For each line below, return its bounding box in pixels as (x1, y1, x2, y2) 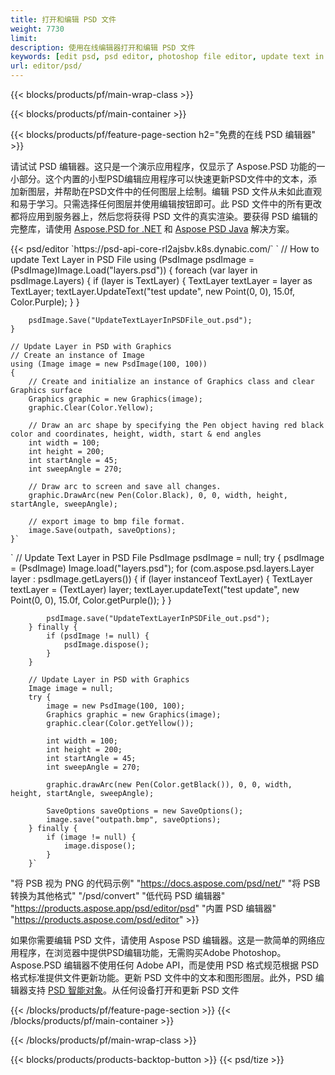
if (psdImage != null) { (46, 631, 150, 641)
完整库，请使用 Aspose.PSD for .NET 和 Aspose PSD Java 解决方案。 (10, 223, 295, 235)
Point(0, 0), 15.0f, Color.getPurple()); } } (10, 594, 172, 606)
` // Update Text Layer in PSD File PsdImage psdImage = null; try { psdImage (10, 552, 325, 563)
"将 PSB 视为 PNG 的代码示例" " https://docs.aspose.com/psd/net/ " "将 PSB (10, 877, 321, 889)
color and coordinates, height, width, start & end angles (10, 429, 262, 439)
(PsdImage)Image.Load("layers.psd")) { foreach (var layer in (10, 264, 258, 276)
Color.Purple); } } (10, 296, 80, 308)
